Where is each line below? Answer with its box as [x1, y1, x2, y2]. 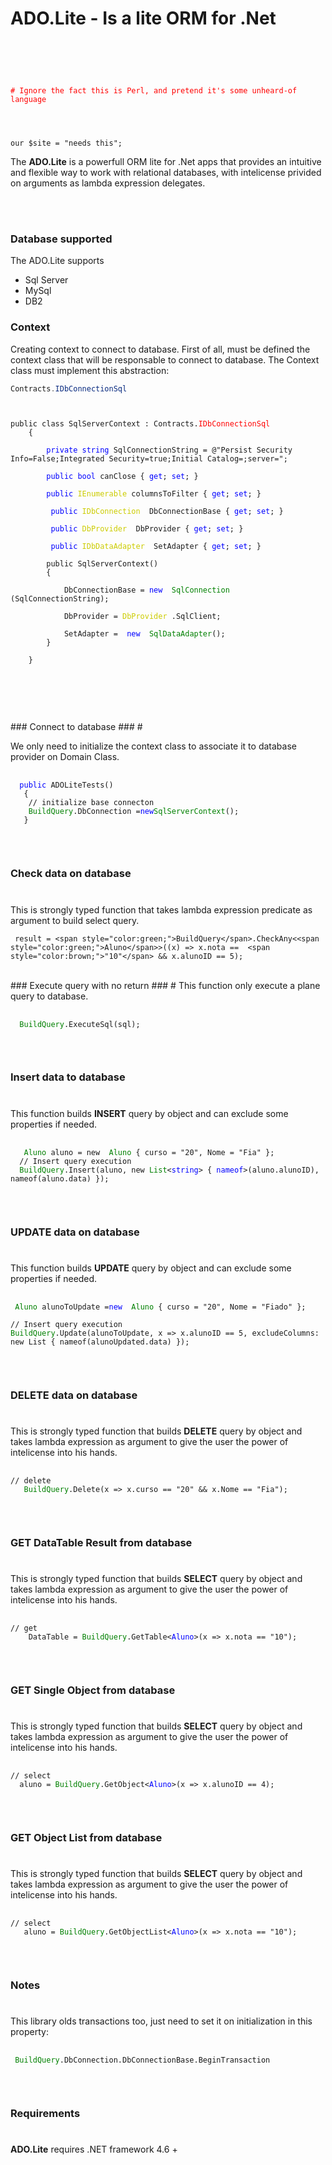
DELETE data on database [10, 1388, 138, 1402]
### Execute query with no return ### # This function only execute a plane [10, 979, 321, 991]
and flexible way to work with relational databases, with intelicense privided [10, 166, 322, 178]
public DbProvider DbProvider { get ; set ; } [50, 524, 244, 534]
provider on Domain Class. [10, 751, 120, 763]
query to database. [10, 990, 89, 1002]
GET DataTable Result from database [10, 1535, 193, 1549]
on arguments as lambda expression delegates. [10, 177, 206, 189]
